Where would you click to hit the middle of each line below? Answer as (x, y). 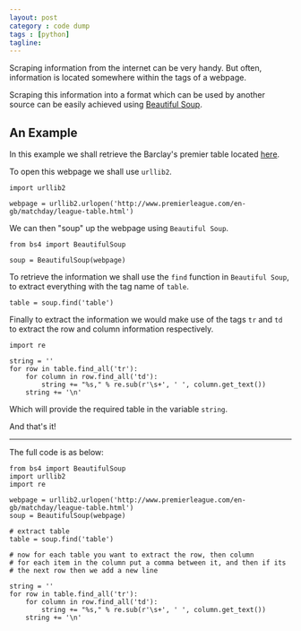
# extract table (39, 532)
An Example (43, 132)
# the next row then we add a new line (84, 571)
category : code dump (50, 26)
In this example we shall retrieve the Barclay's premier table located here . (145, 154)
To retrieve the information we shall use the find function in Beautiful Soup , (149, 277)
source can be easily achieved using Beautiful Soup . (106, 105)
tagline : (26, 43)
